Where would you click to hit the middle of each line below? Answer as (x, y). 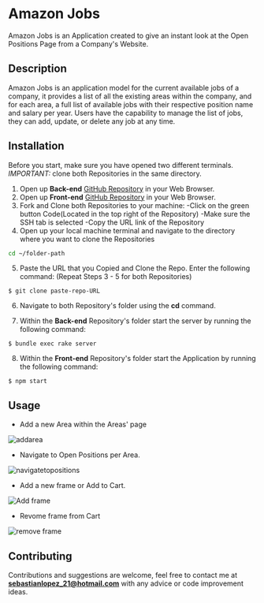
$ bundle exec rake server (52, 344)
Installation (36, 146)
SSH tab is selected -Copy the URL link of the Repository (112, 222)
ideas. (18, 592)
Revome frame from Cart (60, 516)
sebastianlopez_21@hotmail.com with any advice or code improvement (126, 583)
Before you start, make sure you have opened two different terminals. (121, 165)
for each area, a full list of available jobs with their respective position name (131, 104)
